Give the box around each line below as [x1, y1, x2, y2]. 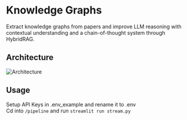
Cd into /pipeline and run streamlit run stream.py [6, 107, 131, 114]
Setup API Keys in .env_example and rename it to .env [6, 101, 136, 108]
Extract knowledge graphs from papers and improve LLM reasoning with [6, 23, 182, 30]
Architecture [6, 52, 54, 62]
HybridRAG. [6, 35, 35, 42]
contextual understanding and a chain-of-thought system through [6, 29, 166, 36]
